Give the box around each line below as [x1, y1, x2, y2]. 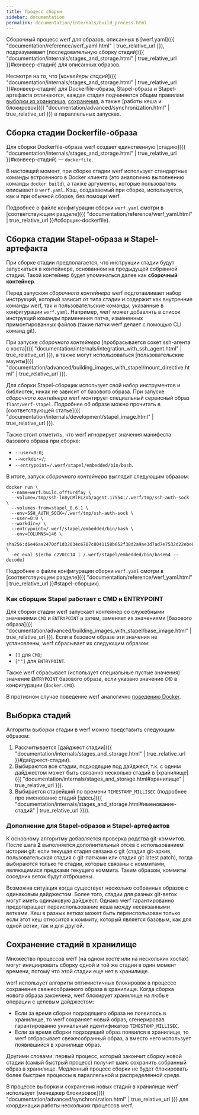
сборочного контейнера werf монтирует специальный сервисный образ [6, 394, 190, 401]
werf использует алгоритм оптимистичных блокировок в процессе [6, 979, 176, 986]
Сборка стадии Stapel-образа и [6, 234, 129, 244]
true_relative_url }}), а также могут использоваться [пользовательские [6, 351, 184, 358]
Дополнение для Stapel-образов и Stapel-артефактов [6, 822, 170, 830]
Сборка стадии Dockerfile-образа [6, 128, 138, 138]
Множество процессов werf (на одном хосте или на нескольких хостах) [6, 955, 190, 963]
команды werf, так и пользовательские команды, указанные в [6, 302, 164, 309]
